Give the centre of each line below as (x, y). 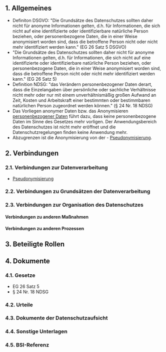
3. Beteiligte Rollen (35, 244)
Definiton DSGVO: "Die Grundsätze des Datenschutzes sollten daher (83, 20)
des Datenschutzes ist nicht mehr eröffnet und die (64, 127)
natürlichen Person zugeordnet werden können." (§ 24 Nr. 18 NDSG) (82, 105)
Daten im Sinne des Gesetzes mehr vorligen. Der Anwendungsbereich (84, 121)
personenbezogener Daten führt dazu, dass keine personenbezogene (84, 116)
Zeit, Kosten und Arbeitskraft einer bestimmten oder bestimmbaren (81, 100)
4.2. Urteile (19, 304)
